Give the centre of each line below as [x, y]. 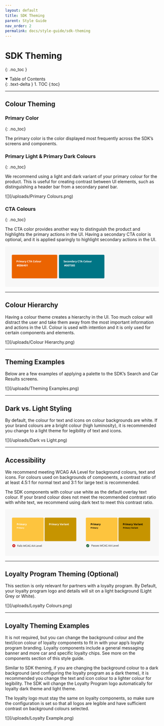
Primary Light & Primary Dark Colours [51, 156]
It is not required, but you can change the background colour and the [74, 638]
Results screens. [22, 379]
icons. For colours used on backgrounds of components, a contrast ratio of [81, 477]
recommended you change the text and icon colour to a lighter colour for [78, 678]
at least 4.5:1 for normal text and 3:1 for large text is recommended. [72, 482]
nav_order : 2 [18, 26]
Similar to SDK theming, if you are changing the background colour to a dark [82, 668]
